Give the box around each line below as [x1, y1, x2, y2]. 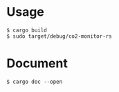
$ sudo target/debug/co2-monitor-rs [6, 32, 112, 40]
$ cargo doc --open [6, 78, 63, 85]
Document [6, 56, 68, 71]
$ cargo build [6, 27, 48, 34]
